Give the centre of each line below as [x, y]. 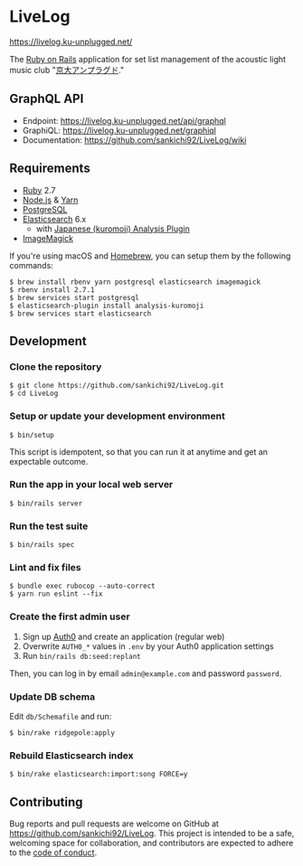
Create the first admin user [70, 617]
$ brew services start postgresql [75, 297]
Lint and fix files [45, 568]
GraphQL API [47, 99]
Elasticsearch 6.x [54, 219]
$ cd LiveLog [34, 394]
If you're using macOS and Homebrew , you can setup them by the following [150, 256]
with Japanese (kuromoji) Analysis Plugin [113, 229]
